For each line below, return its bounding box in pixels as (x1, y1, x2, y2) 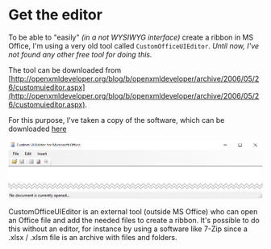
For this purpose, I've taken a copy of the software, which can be (8, 115, 225, 124)
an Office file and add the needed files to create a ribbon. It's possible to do (8, 216, 260, 226)
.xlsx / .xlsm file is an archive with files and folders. (8, 233, 177, 243)
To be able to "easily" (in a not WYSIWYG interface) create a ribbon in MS (8, 32, 254, 42)
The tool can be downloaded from (8, 65, 122, 74)
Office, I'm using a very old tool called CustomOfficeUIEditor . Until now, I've (8, 40, 260, 50)
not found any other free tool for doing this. (8, 49, 152, 59)
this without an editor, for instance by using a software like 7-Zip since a (8, 224, 248, 234)
